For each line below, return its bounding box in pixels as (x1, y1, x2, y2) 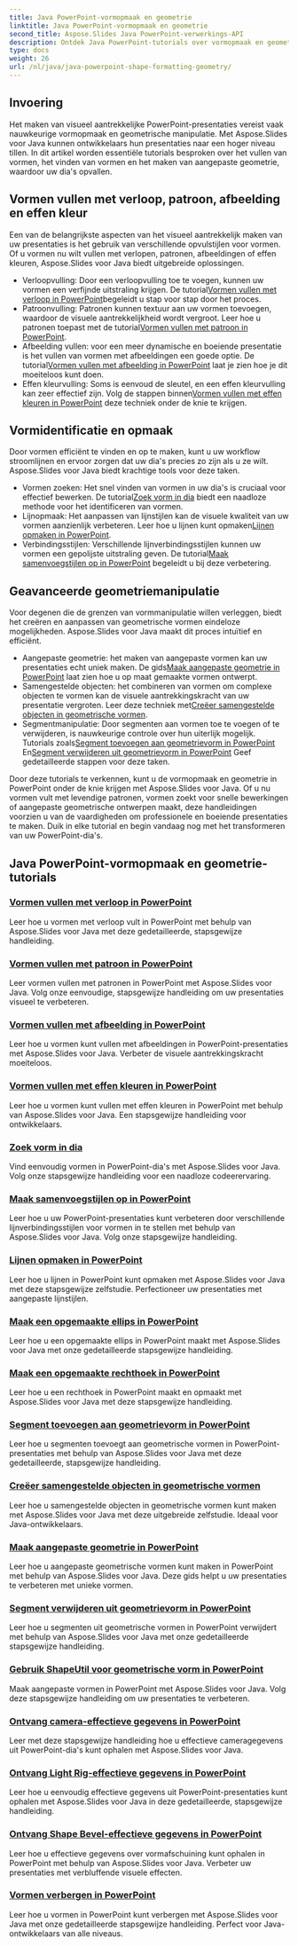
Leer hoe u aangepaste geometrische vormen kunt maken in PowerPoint (9, 1561, 274, 1572)
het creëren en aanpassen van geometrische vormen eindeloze (9, 617, 241, 627)
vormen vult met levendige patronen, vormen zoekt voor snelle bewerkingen (9, 792, 288, 803)
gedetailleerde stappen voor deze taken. (21, 756, 170, 768)
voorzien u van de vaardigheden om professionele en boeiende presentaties (9, 811, 288, 822)
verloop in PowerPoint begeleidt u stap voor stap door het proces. (21, 294, 262, 304)
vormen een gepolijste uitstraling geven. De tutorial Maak (21, 548, 229, 559)
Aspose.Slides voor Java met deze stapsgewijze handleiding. (9, 1397, 233, 1407)
